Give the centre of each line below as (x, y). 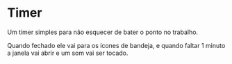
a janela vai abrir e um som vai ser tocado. (68, 53)
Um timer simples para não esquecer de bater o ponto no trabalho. (103, 32)
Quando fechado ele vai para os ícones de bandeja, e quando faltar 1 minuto (116, 45)
